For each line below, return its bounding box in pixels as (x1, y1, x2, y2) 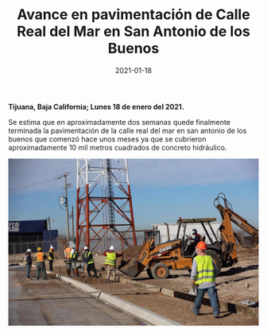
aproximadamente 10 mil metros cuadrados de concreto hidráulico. (8, 142, 227, 152)
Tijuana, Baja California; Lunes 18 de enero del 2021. (8, 102, 184, 111)
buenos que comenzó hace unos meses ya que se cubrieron (8, 134, 207, 144)
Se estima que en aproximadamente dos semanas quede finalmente (8, 117, 230, 126)
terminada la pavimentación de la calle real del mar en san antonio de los (8, 126, 247, 135)
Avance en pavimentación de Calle (17, 6, 250, 24)
